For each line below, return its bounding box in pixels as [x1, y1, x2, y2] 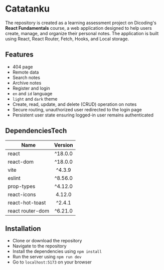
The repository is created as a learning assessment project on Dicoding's [5, 20, 156, 26]
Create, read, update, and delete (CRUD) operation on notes [12, 101, 137, 107]
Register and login [12, 85, 50, 91]
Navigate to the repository [12, 243, 67, 249]
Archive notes [12, 80, 42, 86]
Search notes [12, 74, 40, 81]
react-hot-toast [8, 199, 46, 206]
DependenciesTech [5, 126, 67, 135]
